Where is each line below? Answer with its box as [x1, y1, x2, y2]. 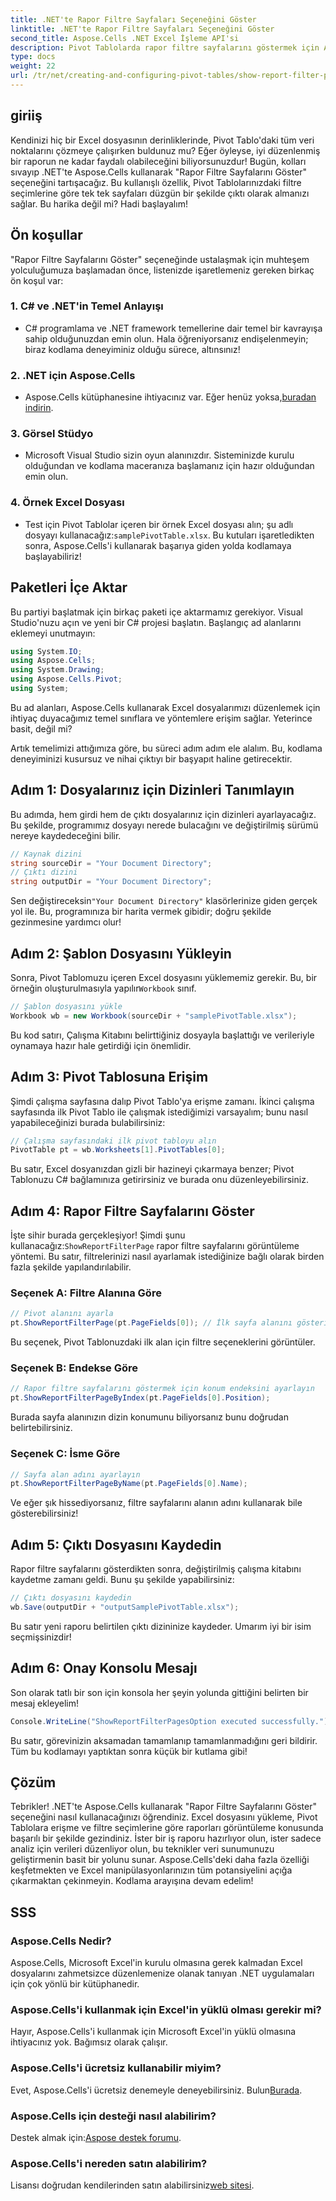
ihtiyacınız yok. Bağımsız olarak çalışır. [10, 2036, 168, 2048]
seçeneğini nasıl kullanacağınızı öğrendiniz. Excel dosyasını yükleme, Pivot [10, 1811, 318, 1823]
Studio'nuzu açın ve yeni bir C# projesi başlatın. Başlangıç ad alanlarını [10, 616, 302, 628]
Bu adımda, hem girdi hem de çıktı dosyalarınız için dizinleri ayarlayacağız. [10, 808, 317, 820]
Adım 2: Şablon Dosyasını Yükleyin [10, 945, 232, 962]
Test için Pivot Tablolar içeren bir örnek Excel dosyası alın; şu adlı [24, 518, 294, 530]
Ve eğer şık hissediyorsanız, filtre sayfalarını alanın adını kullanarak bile [10, 1497, 303, 1509]
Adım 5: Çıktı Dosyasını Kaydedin [10, 1536, 222, 1553]
